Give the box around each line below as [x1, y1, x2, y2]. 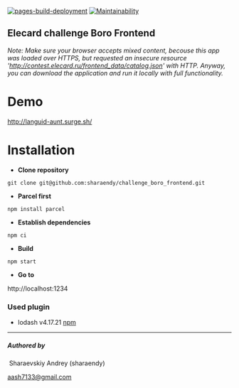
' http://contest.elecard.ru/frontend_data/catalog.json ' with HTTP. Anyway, [7, 61, 226, 70]
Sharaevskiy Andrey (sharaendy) [9, 359, 105, 367]
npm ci [7, 232, 27, 239]
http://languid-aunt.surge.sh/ [7, 117, 92, 126]
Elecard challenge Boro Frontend [7, 27, 156, 39]
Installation [7, 142, 75, 158]
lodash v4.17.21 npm [17, 318, 77, 326]
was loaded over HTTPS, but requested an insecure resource [7, 53, 187, 62]
